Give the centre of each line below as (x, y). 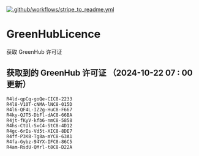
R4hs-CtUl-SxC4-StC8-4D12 (39, 125)
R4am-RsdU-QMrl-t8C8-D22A (39, 147)
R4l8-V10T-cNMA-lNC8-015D (39, 104)
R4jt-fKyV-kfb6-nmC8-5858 (39, 120)
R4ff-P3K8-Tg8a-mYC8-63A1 (39, 136)
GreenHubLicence (54, 34)
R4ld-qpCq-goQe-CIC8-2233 (39, 99)
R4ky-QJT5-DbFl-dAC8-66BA (39, 115)
